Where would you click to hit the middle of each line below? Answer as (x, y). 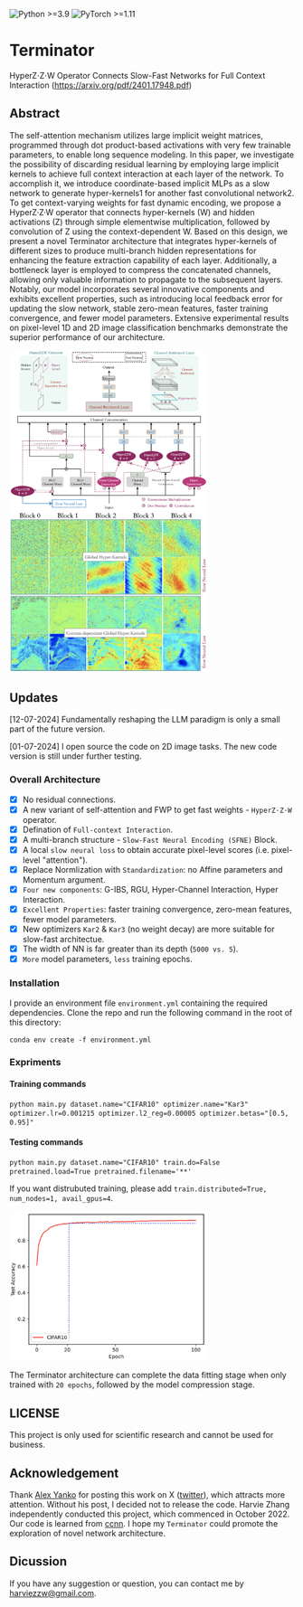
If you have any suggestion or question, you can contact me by (127, 1583)
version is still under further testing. (76, 756)
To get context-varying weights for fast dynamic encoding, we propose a (146, 203)
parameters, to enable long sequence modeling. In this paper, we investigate (152, 155)
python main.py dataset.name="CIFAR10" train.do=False (115, 1162)
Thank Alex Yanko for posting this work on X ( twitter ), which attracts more (147, 1495)
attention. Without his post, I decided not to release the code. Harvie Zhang (150, 1505)
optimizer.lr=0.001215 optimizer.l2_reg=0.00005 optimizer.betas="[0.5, (149, 1113)
